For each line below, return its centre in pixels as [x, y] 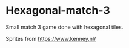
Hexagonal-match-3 [58, 10]
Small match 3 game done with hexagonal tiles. [64, 27]
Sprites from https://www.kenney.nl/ [51, 38]
